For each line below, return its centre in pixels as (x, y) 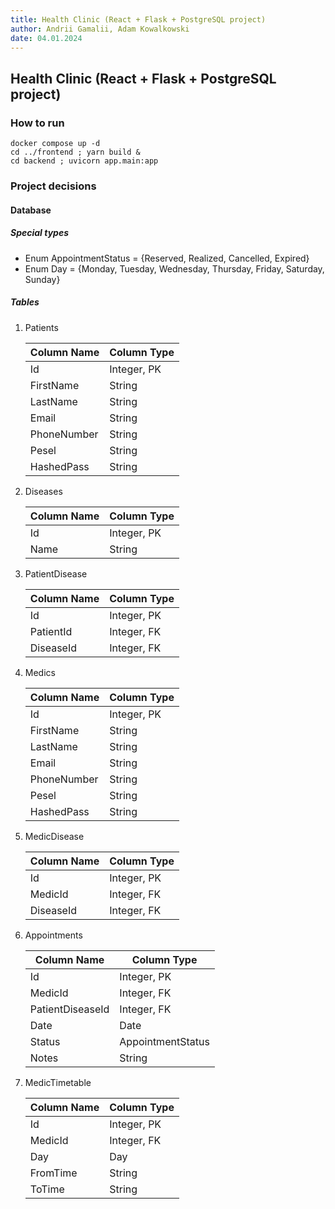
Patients (41, 327)
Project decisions (53, 186)
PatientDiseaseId (69, 1009)
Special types (40, 233)
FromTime (53, 1173)
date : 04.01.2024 (46, 38)
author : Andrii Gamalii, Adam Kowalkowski (100, 29)
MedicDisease (54, 836)
